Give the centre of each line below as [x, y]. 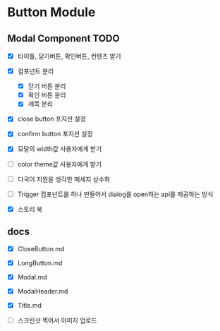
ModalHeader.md [43, 291]
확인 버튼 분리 [47, 95]
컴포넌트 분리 [36, 71]
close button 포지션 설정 [51, 119]
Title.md [30, 305]
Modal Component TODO [63, 38]
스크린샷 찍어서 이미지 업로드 [57, 320]
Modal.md [32, 277]
